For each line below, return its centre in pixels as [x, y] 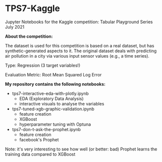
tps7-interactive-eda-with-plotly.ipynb [50, 93]
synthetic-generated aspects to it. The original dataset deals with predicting [81, 51]
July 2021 [15, 27]
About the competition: [29, 36]
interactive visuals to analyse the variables [62, 103]
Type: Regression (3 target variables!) [43, 65]
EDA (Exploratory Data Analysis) [51, 98]
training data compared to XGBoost [40, 154]
